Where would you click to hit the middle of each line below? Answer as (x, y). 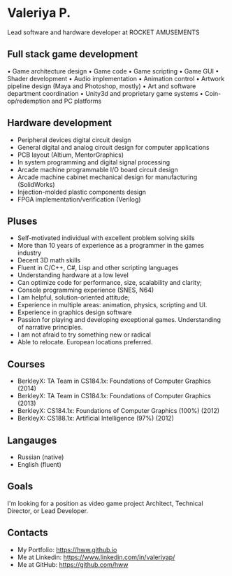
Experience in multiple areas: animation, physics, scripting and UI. (112, 305)
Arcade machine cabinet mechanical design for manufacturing (107, 177)
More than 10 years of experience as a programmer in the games (111, 246)
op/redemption (29, 101)
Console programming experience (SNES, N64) (86, 290)
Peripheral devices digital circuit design (74, 140)
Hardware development (60, 123)
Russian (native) (41, 457)
